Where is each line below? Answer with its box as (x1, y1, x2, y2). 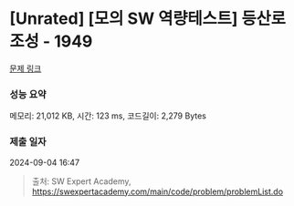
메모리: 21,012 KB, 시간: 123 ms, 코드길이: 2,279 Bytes (9, 110, 207, 121)
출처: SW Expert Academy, (31, 175, 131, 187)
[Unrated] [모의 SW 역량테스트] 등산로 (9, 8, 286, 29)
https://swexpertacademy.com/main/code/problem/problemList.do (31, 186, 284, 197)
